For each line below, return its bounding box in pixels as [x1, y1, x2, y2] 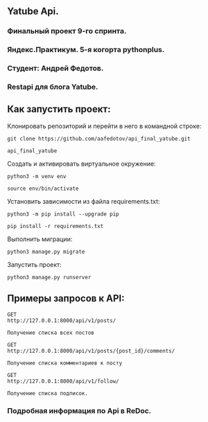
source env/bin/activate [7, 185, 79, 192]
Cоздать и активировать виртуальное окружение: [7, 159, 156, 168]
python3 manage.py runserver [7, 274, 92, 281]
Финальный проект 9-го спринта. [7, 26, 127, 36]
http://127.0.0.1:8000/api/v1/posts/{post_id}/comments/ [7, 347, 175, 354]
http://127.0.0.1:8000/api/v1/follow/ [7, 378, 119, 385]
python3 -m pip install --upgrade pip [7, 211, 119, 218]
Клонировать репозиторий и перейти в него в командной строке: [7, 121, 202, 130]
